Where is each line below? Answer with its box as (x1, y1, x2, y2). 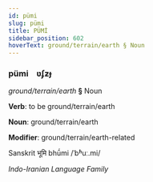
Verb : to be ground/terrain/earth (8, 102, 115, 111)
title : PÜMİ (8, 26, 48, 34)
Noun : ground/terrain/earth (8, 117, 99, 127)
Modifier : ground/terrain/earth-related (8, 133, 135, 143)
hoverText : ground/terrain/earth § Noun (8, 42, 146, 50)
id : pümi (8, 11, 38, 20)
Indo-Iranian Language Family (8, 164, 109, 174)
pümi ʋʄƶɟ (8, 68, 52, 79)
